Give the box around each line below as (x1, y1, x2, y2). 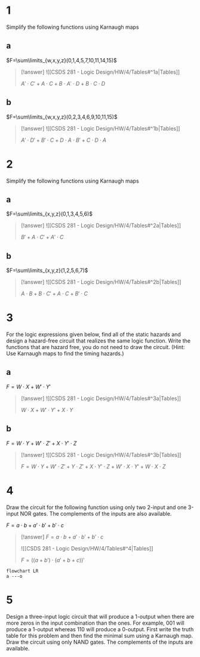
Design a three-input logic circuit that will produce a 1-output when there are (6, 613, 195, 620)
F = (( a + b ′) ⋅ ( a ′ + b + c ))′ (20, 556, 85, 564)
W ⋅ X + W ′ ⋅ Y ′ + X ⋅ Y (20, 406, 73, 413)
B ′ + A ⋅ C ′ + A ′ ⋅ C (20, 234, 64, 241)
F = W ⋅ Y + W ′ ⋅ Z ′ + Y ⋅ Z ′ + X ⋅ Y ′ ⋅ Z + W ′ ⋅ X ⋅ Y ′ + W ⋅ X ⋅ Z (20, 462, 166, 470)
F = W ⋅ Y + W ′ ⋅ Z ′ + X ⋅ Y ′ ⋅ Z (6, 440, 77, 447)
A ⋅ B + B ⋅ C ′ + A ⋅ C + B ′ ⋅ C (20, 290, 88, 297)
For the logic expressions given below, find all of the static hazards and (6, 331, 181, 338)
